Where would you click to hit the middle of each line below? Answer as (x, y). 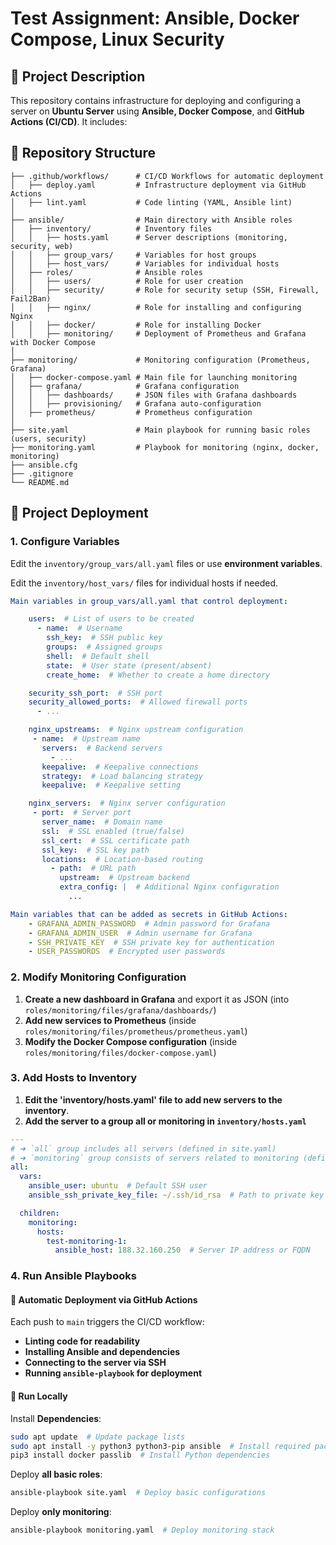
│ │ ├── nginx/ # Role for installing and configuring (156, 307)
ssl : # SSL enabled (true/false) (113, 831)
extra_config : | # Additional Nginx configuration (169, 887)
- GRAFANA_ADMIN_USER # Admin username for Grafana (140, 933)
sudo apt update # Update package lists (98, 1437)
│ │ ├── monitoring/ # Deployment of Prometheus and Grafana (158, 333)
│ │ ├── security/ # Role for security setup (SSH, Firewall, (165, 290)
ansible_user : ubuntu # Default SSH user (118, 1186)
